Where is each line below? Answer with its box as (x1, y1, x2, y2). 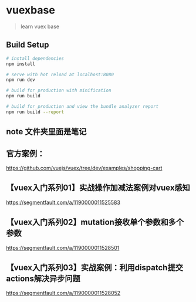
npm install (6, 61, 35, 67)
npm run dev (6, 77, 35, 83)
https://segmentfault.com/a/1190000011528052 (6, 290, 121, 297)
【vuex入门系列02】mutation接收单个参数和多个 (6, 218, 184, 228)
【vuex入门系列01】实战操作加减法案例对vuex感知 (6, 183, 191, 193)
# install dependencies (6, 55, 65, 62)
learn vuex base (20, 23, 60, 30)
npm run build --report (6, 109, 65, 115)
